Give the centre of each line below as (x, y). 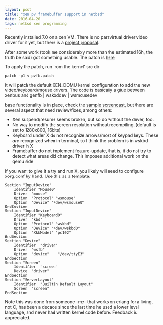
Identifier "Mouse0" (35, 190)
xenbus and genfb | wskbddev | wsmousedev (51, 95)
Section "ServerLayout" (29, 280)
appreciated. (18, 318)
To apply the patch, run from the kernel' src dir (52, 67)
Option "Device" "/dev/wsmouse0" (49, 203)
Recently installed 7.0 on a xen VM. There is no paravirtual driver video (77, 37)
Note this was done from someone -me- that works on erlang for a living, (79, 302)
